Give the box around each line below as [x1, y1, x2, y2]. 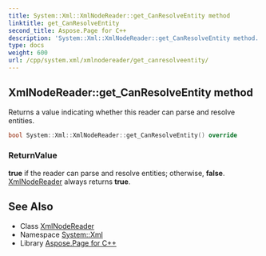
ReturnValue [8, 150, 58, 161]
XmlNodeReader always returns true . [8, 177, 131, 186]
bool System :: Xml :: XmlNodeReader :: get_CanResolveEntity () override [8, 131, 238, 139]
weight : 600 [8, 49, 48, 57]
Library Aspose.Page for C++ [19, 238, 117, 248]
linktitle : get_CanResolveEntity [8, 19, 120, 27]
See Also [8, 200, 54, 214]
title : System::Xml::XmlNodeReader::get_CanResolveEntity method [8, 11, 230, 20]
